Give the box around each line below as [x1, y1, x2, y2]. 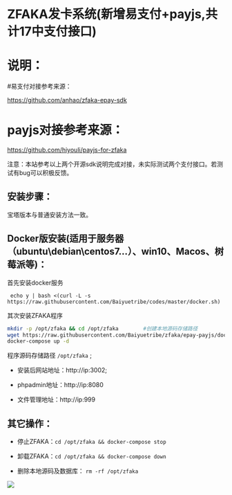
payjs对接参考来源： [7, 123, 124, 138]
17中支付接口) [19, 24, 97, 39]
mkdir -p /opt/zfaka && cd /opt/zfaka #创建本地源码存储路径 [7, 325, 198, 332]
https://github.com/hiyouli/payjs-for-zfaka [7, 146, 127, 154]
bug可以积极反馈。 [19, 169, 73, 177]
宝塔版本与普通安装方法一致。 [7, 210, 92, 219]
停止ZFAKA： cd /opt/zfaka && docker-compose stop [17, 438, 167, 446]
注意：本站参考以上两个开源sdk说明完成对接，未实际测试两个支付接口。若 [7, 160, 217, 168]
